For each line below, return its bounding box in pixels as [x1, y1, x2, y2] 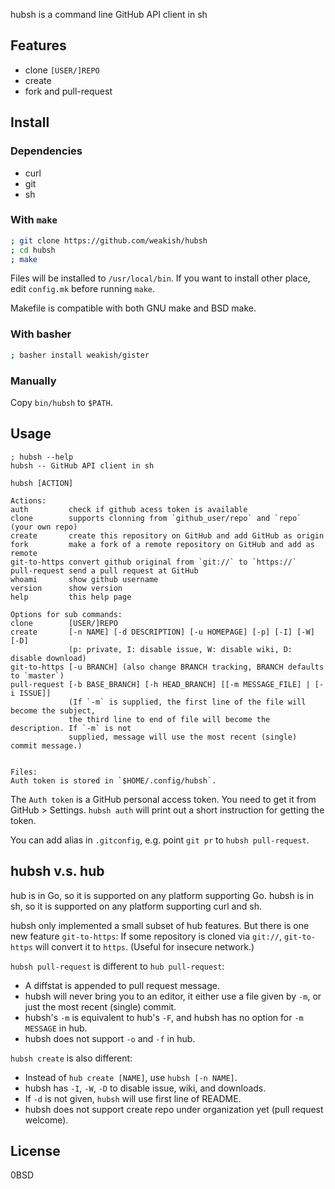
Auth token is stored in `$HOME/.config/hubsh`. [10, 775, 217, 786]
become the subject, [10, 705, 97, 716]
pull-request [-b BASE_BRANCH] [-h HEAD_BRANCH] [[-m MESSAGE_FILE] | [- [10, 679, 325, 689]
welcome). [24, 1114, 69, 1126]
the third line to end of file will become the [68, 714, 271, 724]
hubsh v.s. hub [10, 863, 105, 880]
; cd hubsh [10, 245, 56, 255]
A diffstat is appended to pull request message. [24, 979, 220, 991]
